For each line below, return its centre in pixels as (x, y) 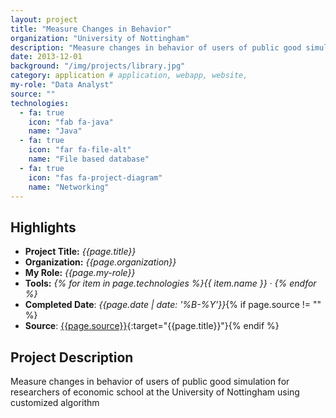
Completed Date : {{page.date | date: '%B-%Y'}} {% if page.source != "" (173, 305)
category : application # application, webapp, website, (129, 76)
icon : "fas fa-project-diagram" (95, 177)
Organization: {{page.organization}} (100, 262)
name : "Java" (55, 131)
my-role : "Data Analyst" (62, 85)
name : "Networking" (69, 187)
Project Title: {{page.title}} (80, 252)
